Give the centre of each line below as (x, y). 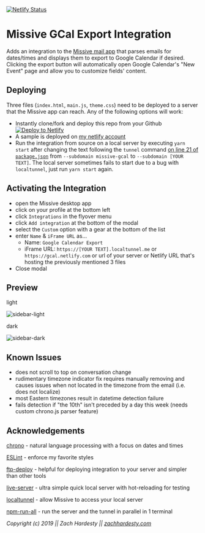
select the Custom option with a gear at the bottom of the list (90, 229)
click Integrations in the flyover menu (63, 216)
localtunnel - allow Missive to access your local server (75, 500)
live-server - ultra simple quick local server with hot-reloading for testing (98, 488)
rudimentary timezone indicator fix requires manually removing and (100, 379)
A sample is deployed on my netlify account (70, 136)
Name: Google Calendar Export (63, 242)
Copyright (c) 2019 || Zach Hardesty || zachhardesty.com (79, 523)
